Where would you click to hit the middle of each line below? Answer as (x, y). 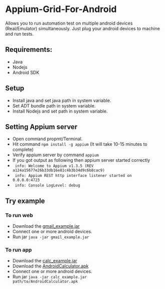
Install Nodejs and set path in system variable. (60, 111)
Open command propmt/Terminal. (47, 139)
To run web (19, 215)
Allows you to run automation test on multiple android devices (69, 23)
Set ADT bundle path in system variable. (54, 106)
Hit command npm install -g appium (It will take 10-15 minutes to (80, 144)
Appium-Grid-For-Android (61, 9)
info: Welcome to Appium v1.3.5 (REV (54, 166)
